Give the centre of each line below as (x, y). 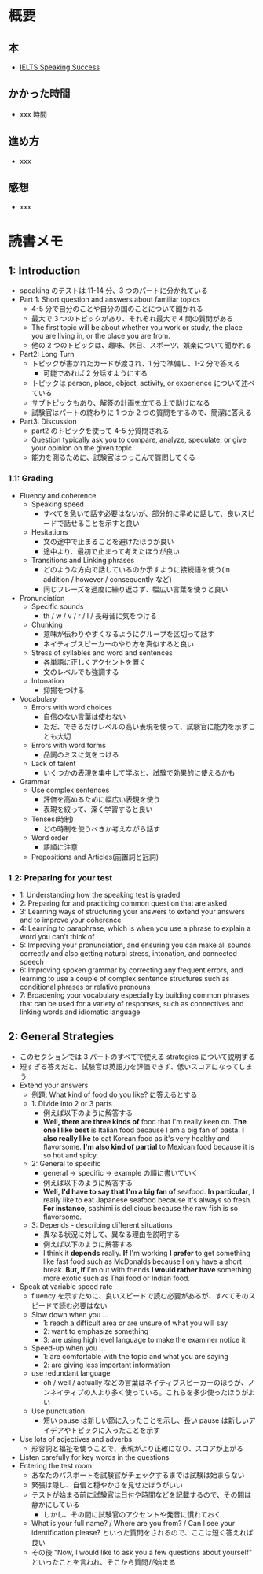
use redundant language (71, 1373)
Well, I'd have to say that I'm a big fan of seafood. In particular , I (148, 1191)
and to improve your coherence (70, 920)
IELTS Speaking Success (60, 67)
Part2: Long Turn (47, 354)
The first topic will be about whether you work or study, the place (137, 328)
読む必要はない (83, 1305)
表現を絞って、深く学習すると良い (98, 809)
